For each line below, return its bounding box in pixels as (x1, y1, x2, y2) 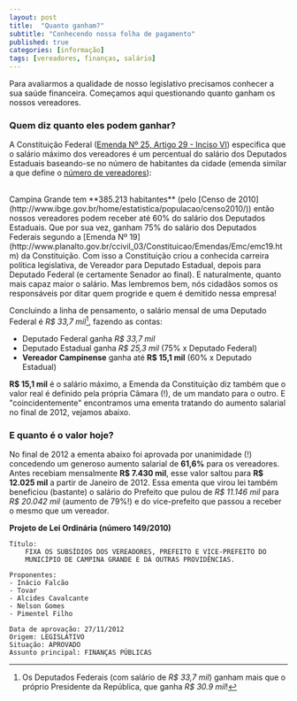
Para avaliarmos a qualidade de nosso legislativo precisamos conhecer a (9, 79, 274, 89)
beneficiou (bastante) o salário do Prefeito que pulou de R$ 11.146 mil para (9, 487, 279, 497)
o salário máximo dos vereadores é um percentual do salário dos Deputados (9, 149, 287, 159)
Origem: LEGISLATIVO (9, 633, 86, 642)
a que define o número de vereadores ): (9, 167, 152, 178)
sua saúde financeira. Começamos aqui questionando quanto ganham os (9, 88, 276, 98)
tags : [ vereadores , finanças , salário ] (9, 54, 156, 63)
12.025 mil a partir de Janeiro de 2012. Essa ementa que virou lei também (9, 477, 278, 488)
